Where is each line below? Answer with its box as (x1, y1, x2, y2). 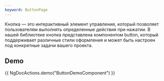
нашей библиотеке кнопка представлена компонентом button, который (5, 31, 159, 37)
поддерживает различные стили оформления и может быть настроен (5, 37, 155, 43)
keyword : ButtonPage (5, 7, 48, 12)
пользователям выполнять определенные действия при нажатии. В (5, 26, 151, 32)
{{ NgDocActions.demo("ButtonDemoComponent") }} (5, 70, 115, 76)
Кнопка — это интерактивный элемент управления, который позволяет (5, 21, 159, 27)
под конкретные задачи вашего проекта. (5, 42, 93, 48)
